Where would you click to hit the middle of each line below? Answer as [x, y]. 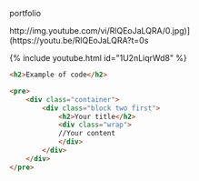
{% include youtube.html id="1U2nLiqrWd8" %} [99, 58]
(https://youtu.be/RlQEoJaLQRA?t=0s [79, 40]
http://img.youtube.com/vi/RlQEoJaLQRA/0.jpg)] [100, 30]
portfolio [25, 13]
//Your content [87, 134]
